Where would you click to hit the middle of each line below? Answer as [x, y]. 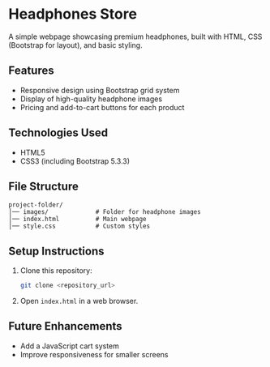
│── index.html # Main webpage [78, 220]
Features [31, 71]
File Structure [43, 186]
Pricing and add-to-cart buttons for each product [102, 107]
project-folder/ [36, 205]
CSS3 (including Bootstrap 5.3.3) [75, 161]
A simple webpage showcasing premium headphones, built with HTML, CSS [135, 36]
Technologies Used [58, 133]
